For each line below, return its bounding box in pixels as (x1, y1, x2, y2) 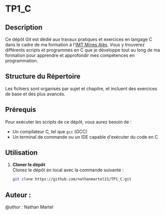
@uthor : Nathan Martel (5, 204, 53, 210)
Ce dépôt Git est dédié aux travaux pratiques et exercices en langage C (5, 36, 152, 42)
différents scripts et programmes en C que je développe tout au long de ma (5, 47, 160, 53)
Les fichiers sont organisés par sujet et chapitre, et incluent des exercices (5, 85, 157, 91)
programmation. (5, 58, 38, 63)
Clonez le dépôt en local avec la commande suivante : (12, 167, 124, 173)
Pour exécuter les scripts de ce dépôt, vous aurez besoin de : (5, 119, 131, 125)
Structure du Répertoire (5, 72, 81, 81)
